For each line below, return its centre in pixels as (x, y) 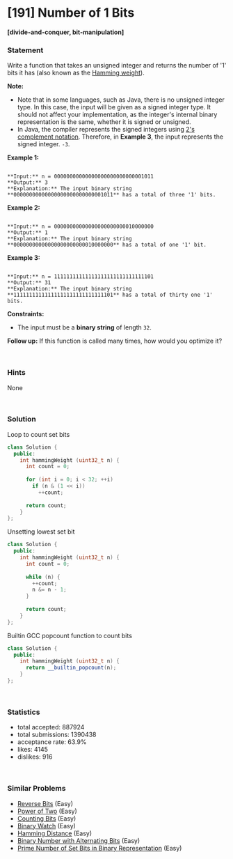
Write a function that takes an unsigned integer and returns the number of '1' (117, 65)
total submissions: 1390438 (57, 735)
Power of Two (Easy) (47, 811)
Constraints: (26, 314)
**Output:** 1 (28, 233)
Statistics (24, 712)
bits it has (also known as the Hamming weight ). (76, 73)
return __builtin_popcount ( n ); (71, 668)
